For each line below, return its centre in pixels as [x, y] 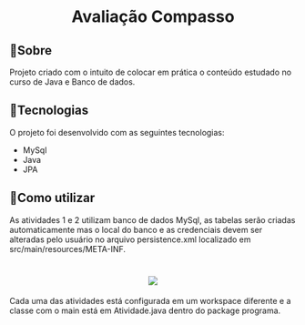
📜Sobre [31, 51]
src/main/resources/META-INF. [67, 249]
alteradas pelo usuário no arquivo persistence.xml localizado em [130, 239]
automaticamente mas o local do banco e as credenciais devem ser [136, 229]
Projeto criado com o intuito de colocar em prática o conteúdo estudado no [151, 72]
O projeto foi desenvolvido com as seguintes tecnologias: [117, 132]
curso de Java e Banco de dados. [72, 82]
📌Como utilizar [52, 198]
